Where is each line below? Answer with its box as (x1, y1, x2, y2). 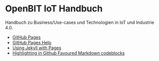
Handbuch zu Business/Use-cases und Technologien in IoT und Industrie (5, 19, 155, 25)
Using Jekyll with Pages (12, 45, 61, 51)
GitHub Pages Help (12, 39, 52, 45)
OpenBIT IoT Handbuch (5, 3, 103, 14)
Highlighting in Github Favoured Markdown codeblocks (12, 50, 125, 56)
